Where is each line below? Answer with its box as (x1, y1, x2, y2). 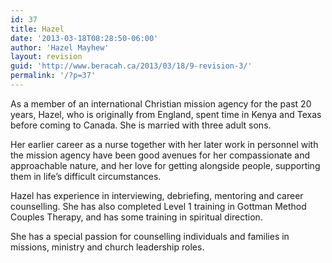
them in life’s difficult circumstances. (10, 170, 162, 182)
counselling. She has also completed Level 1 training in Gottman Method (10, 200, 307, 212)
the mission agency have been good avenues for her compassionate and (10, 149, 311, 161)
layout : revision (10, 52, 83, 62)
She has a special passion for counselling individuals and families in (10, 230, 290, 242)
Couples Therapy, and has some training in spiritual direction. (10, 211, 263, 223)
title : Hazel (10, 24, 65, 34)
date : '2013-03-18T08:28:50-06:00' (10, 33, 159, 43)
